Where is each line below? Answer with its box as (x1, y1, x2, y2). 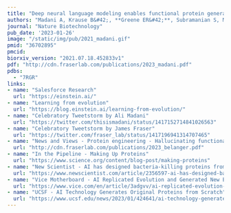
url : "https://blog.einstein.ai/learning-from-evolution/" (13, 106, 186, 113)
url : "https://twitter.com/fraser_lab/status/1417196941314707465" (13, 131, 211, 138)
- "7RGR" (13, 74, 38, 81)
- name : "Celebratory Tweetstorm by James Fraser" (7, 125, 155, 132)
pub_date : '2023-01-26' (7, 29, 76, 36)
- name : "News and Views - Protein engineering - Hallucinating (7, 138, 195, 145)
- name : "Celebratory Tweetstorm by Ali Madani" (7, 112, 149, 119)
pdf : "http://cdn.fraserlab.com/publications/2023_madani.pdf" (7, 61, 192, 68)
